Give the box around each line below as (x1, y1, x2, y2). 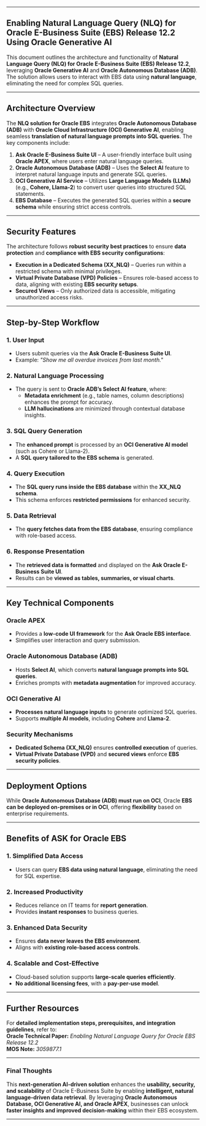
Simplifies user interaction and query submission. (15, 636, 140, 644)
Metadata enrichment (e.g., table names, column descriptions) (24, 392, 185, 399)
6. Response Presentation (6, 547, 85, 556)
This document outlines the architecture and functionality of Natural (6, 53, 179, 61)
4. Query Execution (6, 469, 65, 477)
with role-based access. (15, 532, 77, 539)
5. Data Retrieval (6, 511, 56, 520)
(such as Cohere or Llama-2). (15, 447, 90, 455)
